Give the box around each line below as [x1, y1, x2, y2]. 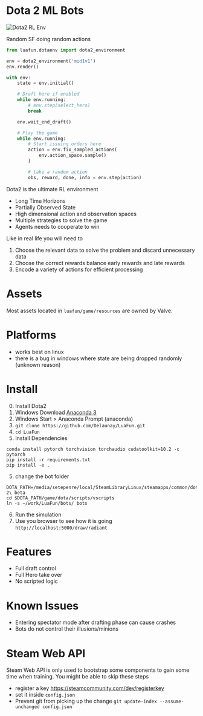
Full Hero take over [14, 571, 62, 579]
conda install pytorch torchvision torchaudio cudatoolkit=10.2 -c [6, 446, 180, 452]
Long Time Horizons [14, 197, 66, 205]
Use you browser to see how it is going [14, 517, 112, 524]
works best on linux [14, 348, 65, 355]
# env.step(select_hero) [28, 102, 91, 109]
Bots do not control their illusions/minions [14, 625, 119, 632]
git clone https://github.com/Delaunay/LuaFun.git [14, 422, 146, 429]
